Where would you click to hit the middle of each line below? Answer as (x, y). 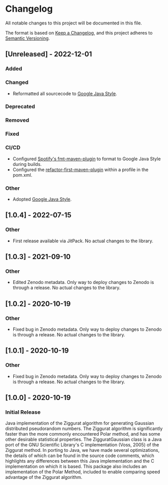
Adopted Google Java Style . (42, 199)
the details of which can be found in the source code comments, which (80, 455)
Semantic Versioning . (27, 38)
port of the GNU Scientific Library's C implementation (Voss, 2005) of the (82, 445)
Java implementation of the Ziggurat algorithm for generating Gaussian (80, 423)
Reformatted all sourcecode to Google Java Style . (65, 93)
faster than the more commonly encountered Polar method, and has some (83, 434)
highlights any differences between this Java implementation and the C (80, 461)
